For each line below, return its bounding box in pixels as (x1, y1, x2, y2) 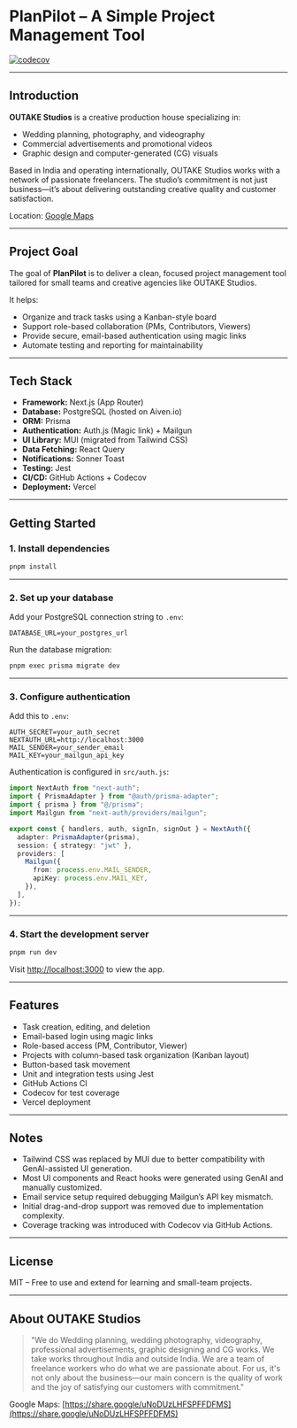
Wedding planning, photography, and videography (21, 128, 205, 139)
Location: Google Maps (9, 210, 95, 220)
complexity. (21, 1210, 65, 1221)
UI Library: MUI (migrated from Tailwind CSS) (21, 435, 188, 445)
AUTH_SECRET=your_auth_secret (9, 728, 121, 737)
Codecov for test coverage (21, 1087, 120, 1098)
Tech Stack (9, 374, 72, 389)
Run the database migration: (9, 645, 112, 655)
